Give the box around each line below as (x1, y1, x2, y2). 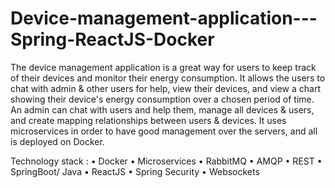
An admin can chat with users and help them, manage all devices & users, (10, 103, 315, 116)
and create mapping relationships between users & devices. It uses (10, 114, 287, 126)
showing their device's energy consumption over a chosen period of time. (10, 93, 315, 105)
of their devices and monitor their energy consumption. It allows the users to (10, 72, 326, 84)
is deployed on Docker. (10, 135, 105, 147)
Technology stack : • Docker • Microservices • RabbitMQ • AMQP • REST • (10, 155, 323, 167)
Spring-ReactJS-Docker (10, 28, 215, 51)
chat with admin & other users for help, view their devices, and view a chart (10, 82, 321, 94)
